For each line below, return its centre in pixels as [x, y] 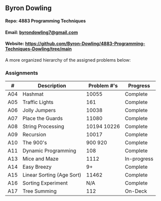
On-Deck [136, 191]
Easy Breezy [37, 167]
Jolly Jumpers [39, 110]
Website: [15, 44]
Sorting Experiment [45, 183]
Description [52, 86]
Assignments [22, 73]
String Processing [43, 126]
